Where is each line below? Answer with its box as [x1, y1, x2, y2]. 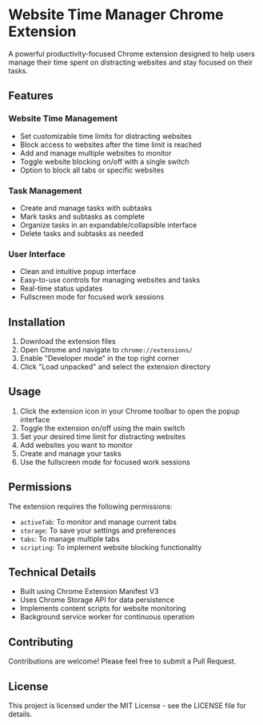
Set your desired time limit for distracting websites [19, 431, 186, 441]
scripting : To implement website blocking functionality [19, 542, 202, 552]
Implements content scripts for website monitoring [19, 604, 186, 613]
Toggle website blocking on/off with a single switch [19, 156, 189, 166]
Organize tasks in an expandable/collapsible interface [19, 220, 197, 229]
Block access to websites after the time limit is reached [19, 140, 202, 149]
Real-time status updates [19, 283, 103, 293]
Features [8, 89, 54, 103]
